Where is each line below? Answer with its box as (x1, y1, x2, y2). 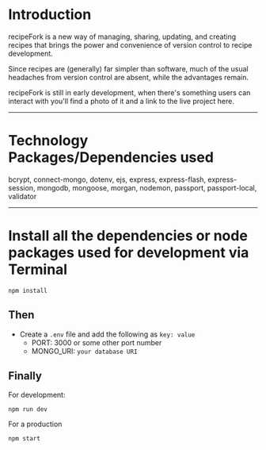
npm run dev (8, 406, 47, 413)
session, (8, 183, 36, 192)
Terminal (8, 260, 68, 279)
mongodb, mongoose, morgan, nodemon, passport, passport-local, (36, 183, 257, 192)
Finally (8, 369, 42, 383)
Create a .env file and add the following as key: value (19, 329, 196, 339)
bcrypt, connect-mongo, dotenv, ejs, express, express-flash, (8, 175, 207, 184)
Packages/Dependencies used (8, 148, 214, 167)
